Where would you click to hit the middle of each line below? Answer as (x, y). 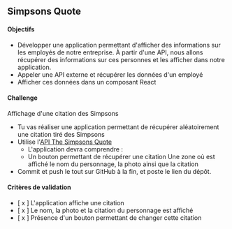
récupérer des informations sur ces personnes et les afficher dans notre (121, 59)
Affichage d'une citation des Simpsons (63, 113)
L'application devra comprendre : (75, 149)
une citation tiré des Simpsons (61, 134)
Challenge (23, 98)
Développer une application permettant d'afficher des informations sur (119, 45)
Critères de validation (39, 187)
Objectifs (21, 29)
